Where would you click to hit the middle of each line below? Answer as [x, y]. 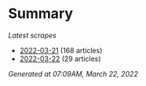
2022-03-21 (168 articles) [61, 50]
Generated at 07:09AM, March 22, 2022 [73, 73]
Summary [40, 14]
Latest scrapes [32, 35]
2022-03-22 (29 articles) [60, 59]
